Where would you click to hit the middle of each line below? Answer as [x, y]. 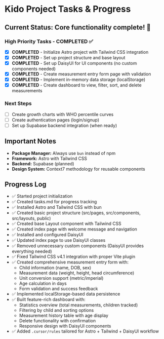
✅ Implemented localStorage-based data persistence [66, 294]
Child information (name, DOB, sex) [55, 268]
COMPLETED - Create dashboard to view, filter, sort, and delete [77, 85]
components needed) [34, 69]
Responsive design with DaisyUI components [65, 326]
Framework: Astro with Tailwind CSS [49, 158]
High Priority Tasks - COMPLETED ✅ [49, 41]
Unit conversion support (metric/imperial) [61, 278]
